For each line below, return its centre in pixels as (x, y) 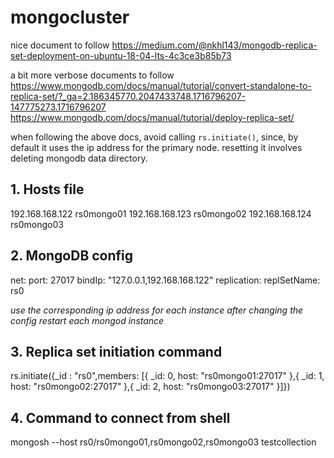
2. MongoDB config (72, 256)
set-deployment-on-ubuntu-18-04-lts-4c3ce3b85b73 (121, 55)
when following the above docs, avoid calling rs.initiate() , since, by (154, 137)
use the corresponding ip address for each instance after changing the (157, 310)
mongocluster (70, 17)
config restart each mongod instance (87, 320)
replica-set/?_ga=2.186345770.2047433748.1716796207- (128, 96)
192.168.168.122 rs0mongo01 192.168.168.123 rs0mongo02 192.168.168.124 (161, 213)
